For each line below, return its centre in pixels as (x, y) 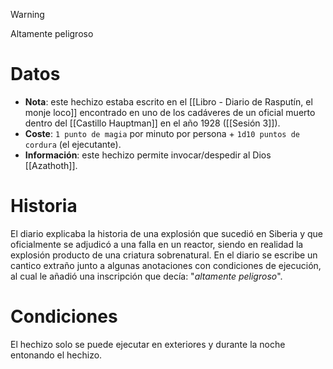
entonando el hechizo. (56, 355)
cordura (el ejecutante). (73, 144)
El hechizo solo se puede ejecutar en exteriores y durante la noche (148, 344)
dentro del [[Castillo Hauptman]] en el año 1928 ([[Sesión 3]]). (152, 123)
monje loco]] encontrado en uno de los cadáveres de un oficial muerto (170, 112)
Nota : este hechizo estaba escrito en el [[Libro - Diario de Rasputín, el (168, 101)
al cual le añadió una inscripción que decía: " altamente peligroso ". (146, 276)
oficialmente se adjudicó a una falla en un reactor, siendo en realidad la (157, 244)
